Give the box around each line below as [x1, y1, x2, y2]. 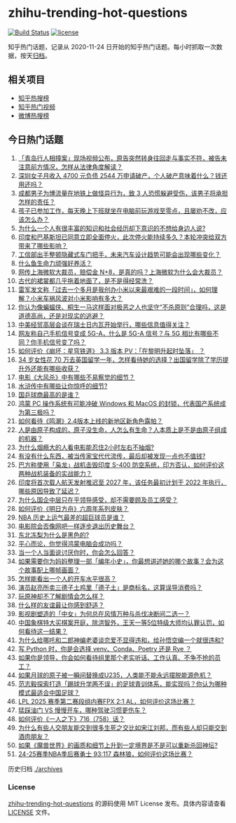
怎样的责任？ [18, 198, 55, 206]
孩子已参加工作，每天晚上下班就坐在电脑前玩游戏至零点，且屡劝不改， [18, 206, 221, 215]
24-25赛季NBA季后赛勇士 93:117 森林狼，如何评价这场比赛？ [18, 749, 193, 758]
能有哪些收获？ [36, 364, 80, 372]
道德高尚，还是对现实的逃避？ [18, 311, 104, 320]
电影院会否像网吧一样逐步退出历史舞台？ [18, 522, 135, 530]
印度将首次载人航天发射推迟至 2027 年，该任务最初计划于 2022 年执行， [18, 478, 227, 487]
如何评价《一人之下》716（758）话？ [18, 714, 125, 723]
